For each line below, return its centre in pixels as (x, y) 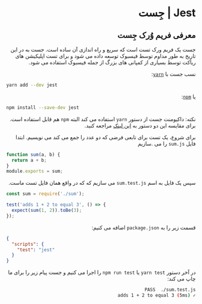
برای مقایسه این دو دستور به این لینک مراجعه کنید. (140, 125)
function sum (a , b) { (33, 154)
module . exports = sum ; (35, 172)
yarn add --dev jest (32, 85)
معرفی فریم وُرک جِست (156, 35)
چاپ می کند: (182, 279)
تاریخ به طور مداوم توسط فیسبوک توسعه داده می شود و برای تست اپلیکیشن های (105, 56)
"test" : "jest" (36, 250)
